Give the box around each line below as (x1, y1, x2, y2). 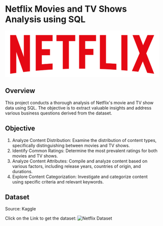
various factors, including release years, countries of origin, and (12, 163, 141, 169)
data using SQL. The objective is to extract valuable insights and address (5, 105, 152, 111)
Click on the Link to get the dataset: (5, 215, 77, 221)
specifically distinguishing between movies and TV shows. (12, 142, 130, 148)
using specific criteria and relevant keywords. (12, 179, 104, 184)
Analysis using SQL (5, 14, 86, 25)
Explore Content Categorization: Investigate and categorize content (12, 174, 148, 180)
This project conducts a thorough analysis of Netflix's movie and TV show (5, 99, 154, 106)
